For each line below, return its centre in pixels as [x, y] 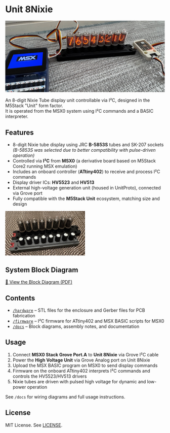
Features [19, 132]
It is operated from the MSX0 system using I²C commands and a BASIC [79, 111]
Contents [20, 298]
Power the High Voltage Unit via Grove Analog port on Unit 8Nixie [81, 360]
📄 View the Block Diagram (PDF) [39, 282]
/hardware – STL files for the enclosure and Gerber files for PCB [79, 310]
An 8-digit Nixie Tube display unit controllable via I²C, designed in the [78, 101]
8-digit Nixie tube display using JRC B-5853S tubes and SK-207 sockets [88, 145]
